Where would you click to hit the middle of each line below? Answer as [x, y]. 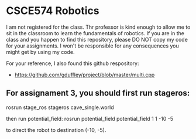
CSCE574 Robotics [53, 11]
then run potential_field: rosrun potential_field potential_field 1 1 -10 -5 [90, 118]
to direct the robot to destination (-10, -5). [56, 130]
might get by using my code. [40, 52]
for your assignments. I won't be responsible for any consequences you [93, 46]
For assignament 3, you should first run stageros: [98, 93]
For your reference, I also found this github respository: [73, 63]
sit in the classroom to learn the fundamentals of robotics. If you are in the [95, 33]
